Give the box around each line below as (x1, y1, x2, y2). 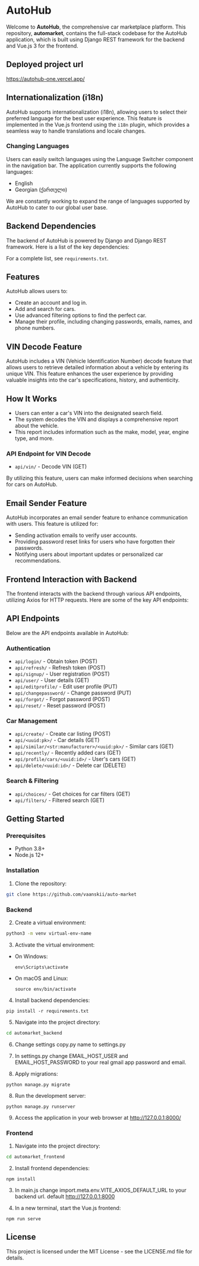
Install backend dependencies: (14, 997, 90, 1004)
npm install (6, 1176, 36, 1182)
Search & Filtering (6, 777, 59, 785)
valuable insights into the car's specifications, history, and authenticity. (6, 376, 180, 384)
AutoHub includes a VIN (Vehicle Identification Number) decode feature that (6, 357, 192, 365)
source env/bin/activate (14, 986, 77, 992)
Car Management (6, 717, 58, 725)
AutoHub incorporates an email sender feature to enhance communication (6, 514, 188, 521)
